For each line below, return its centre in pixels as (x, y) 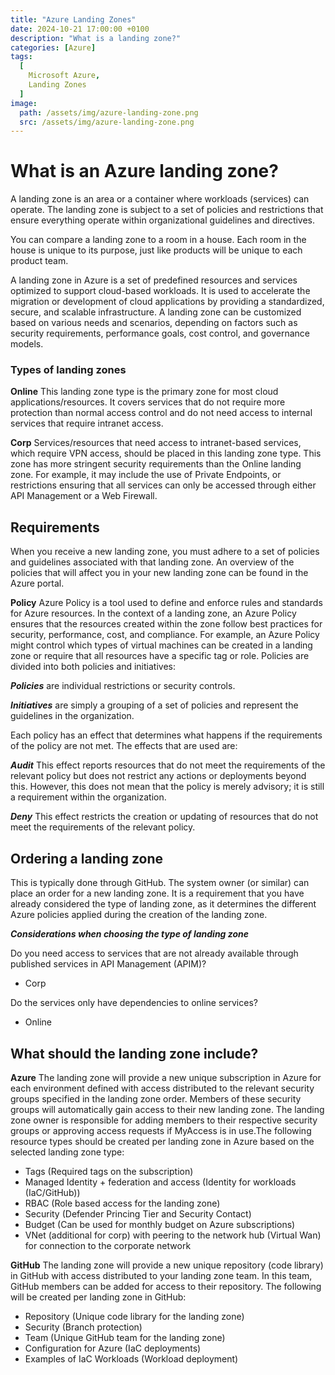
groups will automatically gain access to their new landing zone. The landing (167, 1109)
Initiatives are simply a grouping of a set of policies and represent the (154, 705)
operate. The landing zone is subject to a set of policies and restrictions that (167, 210)
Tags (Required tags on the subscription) (109, 1171)
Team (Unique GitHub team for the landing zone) (125, 1337)
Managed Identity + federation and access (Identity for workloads (160, 1182)
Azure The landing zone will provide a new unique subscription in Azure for (166, 1077)
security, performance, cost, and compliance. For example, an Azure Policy (165, 635)
